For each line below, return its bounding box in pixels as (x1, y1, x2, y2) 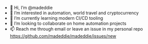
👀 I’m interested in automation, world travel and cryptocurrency (9, 10, 139, 16)
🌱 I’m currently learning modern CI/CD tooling (9, 15, 103, 21)
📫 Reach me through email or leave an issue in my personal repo (9, 26, 143, 32)
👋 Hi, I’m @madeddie (9, 5, 53, 10)
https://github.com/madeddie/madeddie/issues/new (9, 33, 116, 39)
